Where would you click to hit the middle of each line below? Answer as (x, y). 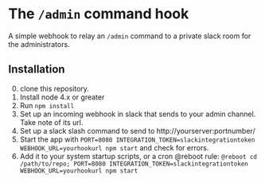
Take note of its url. (51, 122)
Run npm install (47, 105)
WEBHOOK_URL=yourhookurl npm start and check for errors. (114, 147)
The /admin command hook (99, 14)
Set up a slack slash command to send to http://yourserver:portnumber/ (138, 130)
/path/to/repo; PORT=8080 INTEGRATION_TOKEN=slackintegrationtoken (134, 164)
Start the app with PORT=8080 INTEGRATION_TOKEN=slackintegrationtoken (137, 139)
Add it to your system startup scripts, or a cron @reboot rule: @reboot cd (138, 156)
